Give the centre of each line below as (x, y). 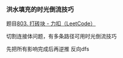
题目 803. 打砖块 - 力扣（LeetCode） (51, 24)
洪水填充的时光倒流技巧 (40, 9)
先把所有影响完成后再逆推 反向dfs (48, 49)
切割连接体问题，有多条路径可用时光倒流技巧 (61, 36)
